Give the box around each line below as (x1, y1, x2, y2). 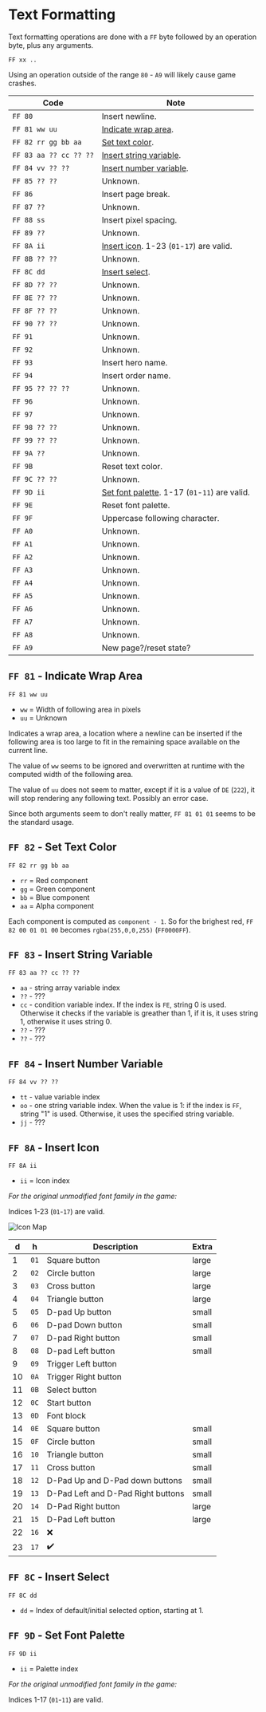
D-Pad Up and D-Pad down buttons (46, 1475, 183, 1485)
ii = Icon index (19, 1176, 70, 1185)
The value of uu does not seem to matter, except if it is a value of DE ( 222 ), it (8, 784, 255, 795)
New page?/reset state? (101, 642, 191, 653)
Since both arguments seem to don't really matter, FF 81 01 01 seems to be (8, 808, 256, 819)
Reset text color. (101, 460, 163, 471)
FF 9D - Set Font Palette (8, 1629, 125, 1643)
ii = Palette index (19, 1663, 79, 1673)
